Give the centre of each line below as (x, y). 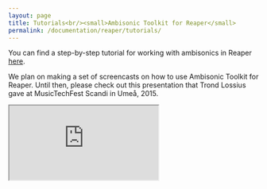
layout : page (30, 15)
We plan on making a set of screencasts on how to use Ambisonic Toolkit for (133, 77)
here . (17, 61)
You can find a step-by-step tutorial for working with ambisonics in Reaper (130, 53)
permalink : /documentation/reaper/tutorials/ (85, 30)
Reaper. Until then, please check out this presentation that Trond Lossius (127, 85)
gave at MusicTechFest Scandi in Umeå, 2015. (83, 94)
